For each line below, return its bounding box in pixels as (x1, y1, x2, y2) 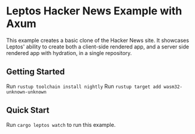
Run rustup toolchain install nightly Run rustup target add (6, 83, 162, 90)
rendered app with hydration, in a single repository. (6, 49, 132, 56)
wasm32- (163, 84, 183, 90)
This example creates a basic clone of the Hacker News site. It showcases (6, 36, 190, 44)
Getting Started (6, 67, 65, 77)
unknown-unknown (6, 89, 47, 95)
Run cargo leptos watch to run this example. (6, 121, 116, 128)
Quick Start (6, 105, 50, 115)
